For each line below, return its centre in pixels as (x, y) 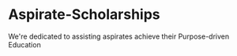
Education (24, 44)
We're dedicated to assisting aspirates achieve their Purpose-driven (119, 36)
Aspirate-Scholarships (84, 15)
